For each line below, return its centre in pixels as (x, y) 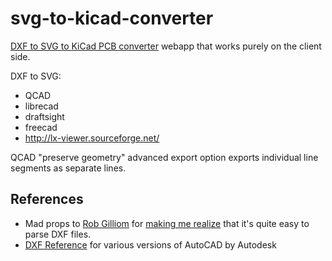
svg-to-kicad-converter (112, 18)
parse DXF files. (58, 234)
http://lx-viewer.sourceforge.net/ (92, 138)
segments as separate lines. (68, 168)
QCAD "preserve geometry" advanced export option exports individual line (164, 157)
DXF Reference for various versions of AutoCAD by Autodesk (150, 244)
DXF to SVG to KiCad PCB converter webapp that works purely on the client (166, 46)
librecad (41, 106)
